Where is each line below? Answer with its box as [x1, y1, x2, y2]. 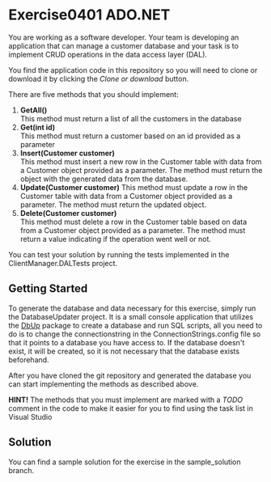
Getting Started [8, 281, 88, 296]
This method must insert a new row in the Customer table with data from [19, 156, 262, 167]
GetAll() [19, 105, 48, 115]
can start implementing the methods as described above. [8, 378, 199, 389]
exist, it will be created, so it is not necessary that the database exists [8, 346, 240, 356]
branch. [8, 465, 35, 475]
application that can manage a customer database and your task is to [8, 40, 239, 50]
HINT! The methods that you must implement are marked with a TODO [8, 395, 243, 404]
